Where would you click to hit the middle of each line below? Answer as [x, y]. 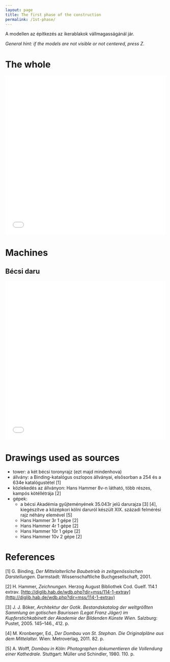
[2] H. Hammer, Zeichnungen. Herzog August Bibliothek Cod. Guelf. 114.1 [81, 587]
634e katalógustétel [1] [37, 483]
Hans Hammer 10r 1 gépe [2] [50, 531]
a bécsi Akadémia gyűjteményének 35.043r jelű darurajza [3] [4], [89, 504]
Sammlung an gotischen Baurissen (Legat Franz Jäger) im [67, 613]
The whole [28, 64]
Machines [27, 253]
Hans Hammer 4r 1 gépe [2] [49, 526]
